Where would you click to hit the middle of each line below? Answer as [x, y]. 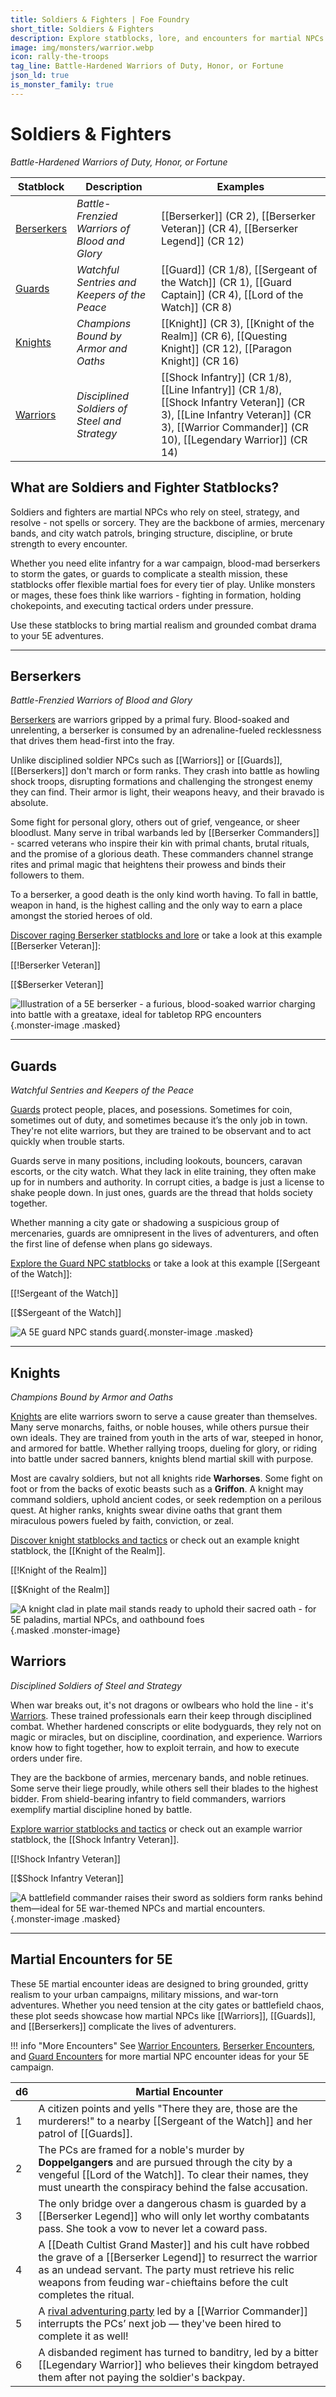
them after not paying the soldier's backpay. [142, 2377]
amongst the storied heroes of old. [81, 916]
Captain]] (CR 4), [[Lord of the [232, 294]
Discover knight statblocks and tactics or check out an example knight [155, 1540]
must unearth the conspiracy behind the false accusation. [173, 2187]
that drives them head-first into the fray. [92, 741]
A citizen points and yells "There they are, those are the [168, 2108]
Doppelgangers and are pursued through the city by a [165, 2162]
